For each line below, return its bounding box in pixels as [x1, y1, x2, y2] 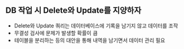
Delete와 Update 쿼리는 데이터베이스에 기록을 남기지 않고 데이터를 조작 [14, 22, 178, 29]
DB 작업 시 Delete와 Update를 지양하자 [5, 5, 142, 16]
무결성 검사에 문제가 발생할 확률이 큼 [14, 29, 98, 36]
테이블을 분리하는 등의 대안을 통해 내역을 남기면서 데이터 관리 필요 [14, 37, 166, 44]
